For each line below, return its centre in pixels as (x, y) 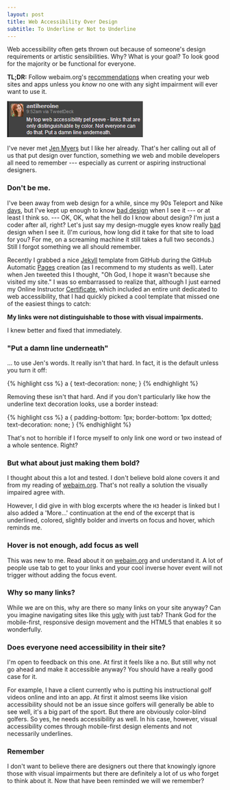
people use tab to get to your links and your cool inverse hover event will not (115, 567)
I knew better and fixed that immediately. (64, 330)
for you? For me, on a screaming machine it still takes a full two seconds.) (111, 239)
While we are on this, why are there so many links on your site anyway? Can (114, 608)
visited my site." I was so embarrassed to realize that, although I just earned (114, 282)
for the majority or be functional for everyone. (72, 64)
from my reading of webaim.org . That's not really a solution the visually (107, 485)
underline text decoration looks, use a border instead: (83, 404)
